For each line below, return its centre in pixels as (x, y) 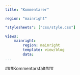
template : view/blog (44, 50)
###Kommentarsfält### (29, 68)
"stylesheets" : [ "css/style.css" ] (40, 27)
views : (12, 36)
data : (28, 54)
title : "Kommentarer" (27, 10)
